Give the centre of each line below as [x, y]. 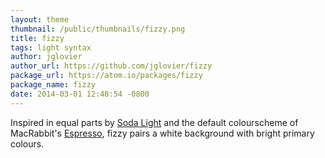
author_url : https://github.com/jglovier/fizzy [111, 66]
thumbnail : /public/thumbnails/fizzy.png [98, 29]
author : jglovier [46, 57]
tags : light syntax [51, 47]
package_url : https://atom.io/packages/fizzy [106, 76]
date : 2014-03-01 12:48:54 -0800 [80, 94]
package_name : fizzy [53, 85]
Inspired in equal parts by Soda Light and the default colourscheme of [154, 122]
